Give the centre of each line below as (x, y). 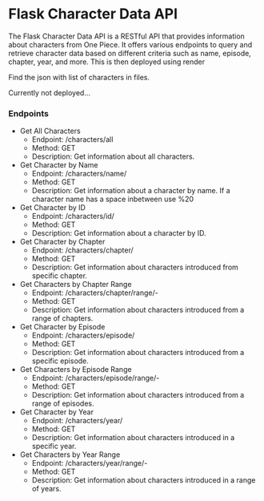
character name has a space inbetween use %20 (113, 199)
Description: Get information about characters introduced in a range (144, 480)
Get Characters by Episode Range (76, 370)
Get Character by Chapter (62, 242)
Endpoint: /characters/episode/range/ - (96, 378)
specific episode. (60, 361)
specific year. (54, 446)
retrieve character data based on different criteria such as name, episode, (130, 53)
